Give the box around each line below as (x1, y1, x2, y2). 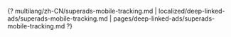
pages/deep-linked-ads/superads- (113, 14, 215, 23)
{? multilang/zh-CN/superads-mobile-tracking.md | (7, 7, 158, 15)
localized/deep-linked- (159, 7, 225, 15)
